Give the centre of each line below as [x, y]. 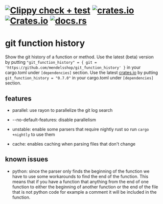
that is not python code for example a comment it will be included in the [84, 192]
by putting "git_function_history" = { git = [51, 62]
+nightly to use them [34, 134]
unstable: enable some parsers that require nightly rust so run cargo [81, 129]
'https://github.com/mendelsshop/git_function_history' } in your [73, 67]
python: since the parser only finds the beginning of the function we [81, 171]
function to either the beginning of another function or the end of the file [85, 187]
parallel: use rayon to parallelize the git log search [62, 110]
